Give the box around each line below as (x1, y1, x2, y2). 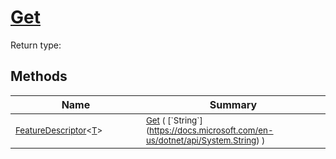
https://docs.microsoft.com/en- (149, 124, 274, 136)
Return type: (10, 39, 62, 51)
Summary (209, 97, 258, 111)
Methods (10, 68, 68, 85)
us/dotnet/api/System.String (145, 134, 257, 146)
